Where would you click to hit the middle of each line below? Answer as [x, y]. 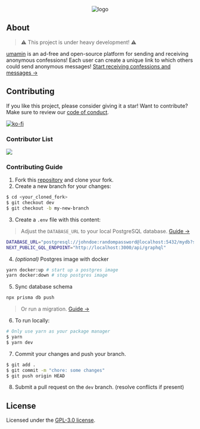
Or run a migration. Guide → [55, 309]
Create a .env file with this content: [58, 220]
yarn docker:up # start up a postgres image [62, 270]
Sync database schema [43, 287]
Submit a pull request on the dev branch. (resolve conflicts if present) [99, 387]
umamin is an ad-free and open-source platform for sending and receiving [97, 54]
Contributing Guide [35, 167]
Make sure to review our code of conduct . [57, 112]
